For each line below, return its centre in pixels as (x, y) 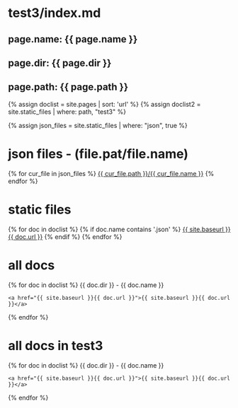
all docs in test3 (56, 345)
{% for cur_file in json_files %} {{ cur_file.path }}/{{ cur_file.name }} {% (111, 173)
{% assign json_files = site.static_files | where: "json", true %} (98, 125)
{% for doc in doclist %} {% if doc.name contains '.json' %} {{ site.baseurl (116, 229)
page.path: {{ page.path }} (68, 87)
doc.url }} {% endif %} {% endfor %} (68, 237)
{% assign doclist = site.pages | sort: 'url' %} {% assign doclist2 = (104, 104)
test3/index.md (55, 13)
